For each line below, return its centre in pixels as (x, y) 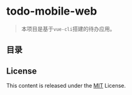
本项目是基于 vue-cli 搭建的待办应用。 (68, 29)
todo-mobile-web (52, 11)
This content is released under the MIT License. (66, 86)
